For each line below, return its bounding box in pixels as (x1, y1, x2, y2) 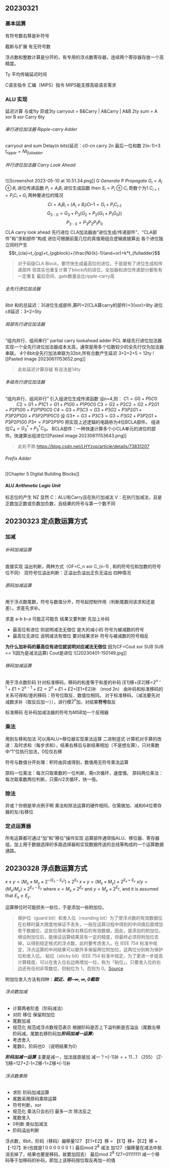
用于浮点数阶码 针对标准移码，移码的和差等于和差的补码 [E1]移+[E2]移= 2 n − (5, 678, 161, 685)
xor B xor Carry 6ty (5, 114, 45, 120)
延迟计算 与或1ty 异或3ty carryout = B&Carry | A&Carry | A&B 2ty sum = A (5, 108, 158, 114)
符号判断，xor (12, 1102, 42, 1108)
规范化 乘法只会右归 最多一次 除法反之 (12, 1108, 92, 1114)
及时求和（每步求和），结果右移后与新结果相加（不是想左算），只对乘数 (14, 742, 159, 748)
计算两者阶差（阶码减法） (12, 1005, 66, 1011)
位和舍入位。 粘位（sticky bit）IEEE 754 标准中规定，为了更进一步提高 (17, 953, 163, 959)
